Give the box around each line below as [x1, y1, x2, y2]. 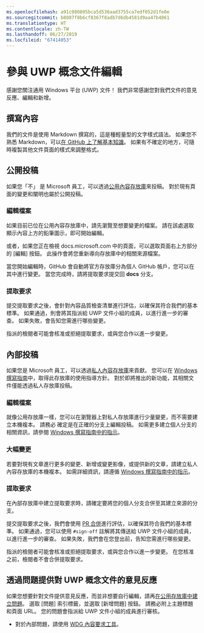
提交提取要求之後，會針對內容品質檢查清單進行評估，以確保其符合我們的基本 [6, 302, 198, 310]
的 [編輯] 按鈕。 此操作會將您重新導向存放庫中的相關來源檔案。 [6, 249, 164, 257]
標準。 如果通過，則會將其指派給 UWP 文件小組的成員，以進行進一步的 [6, 310, 183, 317]
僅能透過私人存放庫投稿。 [11, 382, 76, 389]
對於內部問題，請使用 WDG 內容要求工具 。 [15, 620, 123, 628]
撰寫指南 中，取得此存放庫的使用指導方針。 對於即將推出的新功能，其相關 [6, 374, 189, 381]
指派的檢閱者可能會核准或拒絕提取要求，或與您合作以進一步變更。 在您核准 [6, 547, 194, 555]
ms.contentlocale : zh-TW [6, 25, 69, 32]
